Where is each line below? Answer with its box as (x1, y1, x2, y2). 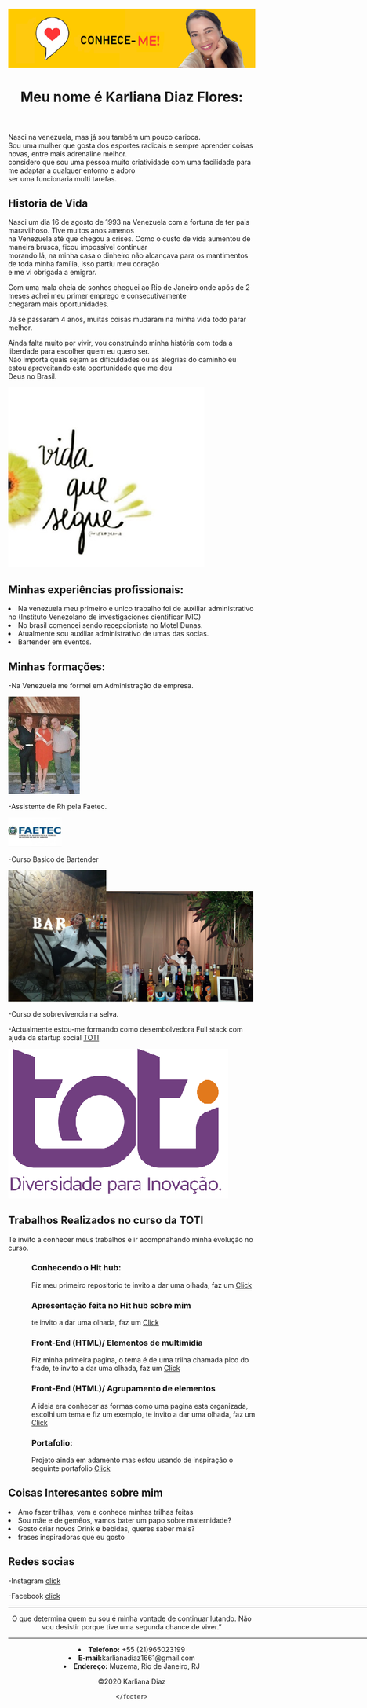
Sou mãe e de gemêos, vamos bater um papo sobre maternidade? (18, 1516, 232, 1525)
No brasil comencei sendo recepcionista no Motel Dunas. (18, 621, 203, 630)
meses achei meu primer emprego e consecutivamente (8, 291, 187, 301)
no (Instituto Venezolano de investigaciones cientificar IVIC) (8, 612, 202, 621)
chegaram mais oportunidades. (8, 299, 110, 309)
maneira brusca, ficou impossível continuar (8, 243, 147, 252)
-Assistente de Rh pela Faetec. (8, 802, 107, 812)
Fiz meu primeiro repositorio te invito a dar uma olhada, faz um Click (31, 1280, 253, 1289)
